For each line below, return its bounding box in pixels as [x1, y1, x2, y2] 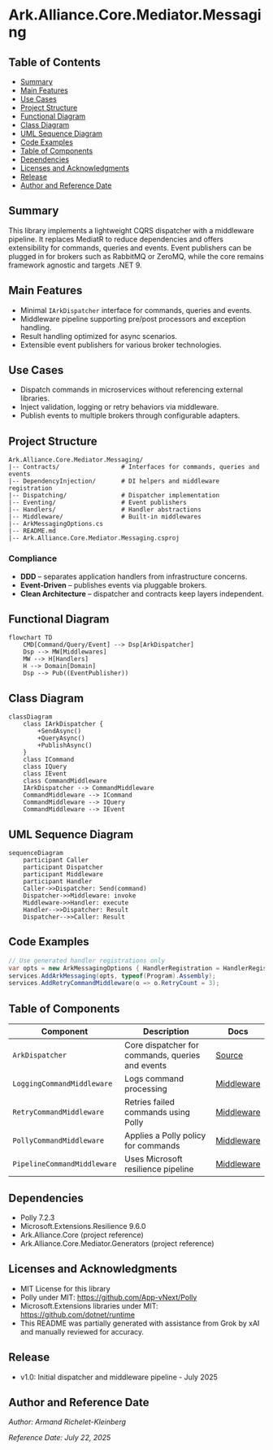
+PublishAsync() [37, 741, 93, 749]
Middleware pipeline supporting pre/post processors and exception [19, 314, 246, 323]
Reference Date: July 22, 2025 [8, 1433, 111, 1443]
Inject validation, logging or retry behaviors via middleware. [19, 402, 219, 412]
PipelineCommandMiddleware [12, 1160, 117, 1169]
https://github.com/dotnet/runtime [19, 1309, 136, 1319]
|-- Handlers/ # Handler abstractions [8, 506, 201, 514]
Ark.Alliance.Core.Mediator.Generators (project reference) [19, 1238, 214, 1248]
